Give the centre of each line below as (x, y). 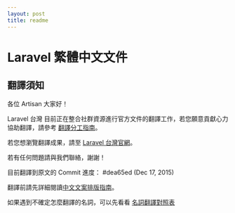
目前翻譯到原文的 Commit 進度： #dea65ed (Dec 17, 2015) (90, 172)
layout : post (26, 14)
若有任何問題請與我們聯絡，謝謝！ (56, 157)
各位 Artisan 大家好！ (38, 103)
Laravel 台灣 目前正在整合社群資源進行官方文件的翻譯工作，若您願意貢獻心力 (118, 118)
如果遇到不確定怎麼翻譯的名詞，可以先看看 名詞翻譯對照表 (91, 202)
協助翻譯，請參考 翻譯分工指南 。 (54, 127)
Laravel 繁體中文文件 (68, 57)
